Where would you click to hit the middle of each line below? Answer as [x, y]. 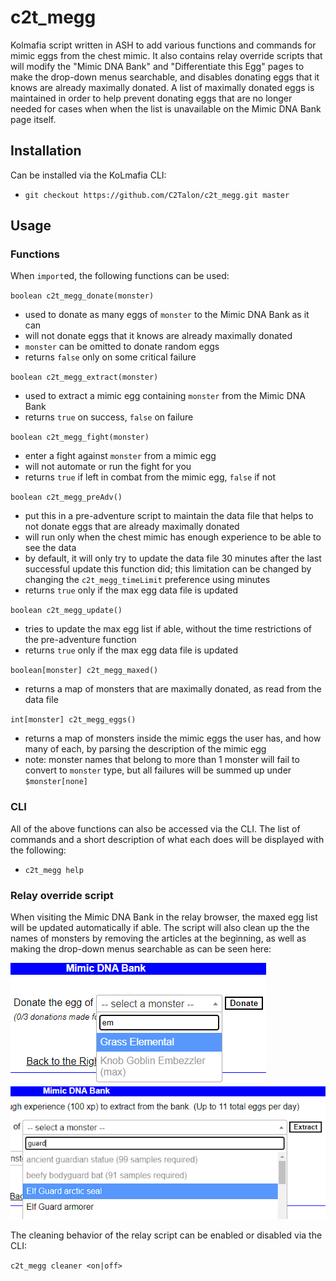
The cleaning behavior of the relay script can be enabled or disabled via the [166, 1235]
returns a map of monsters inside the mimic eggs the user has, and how [173, 738]
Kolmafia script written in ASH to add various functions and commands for [163, 45]
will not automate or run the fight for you [108, 467]
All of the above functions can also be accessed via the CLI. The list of [155, 828]
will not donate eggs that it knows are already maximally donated [158, 336]
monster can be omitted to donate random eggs [122, 347]
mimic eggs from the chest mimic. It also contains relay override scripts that [166, 55]
